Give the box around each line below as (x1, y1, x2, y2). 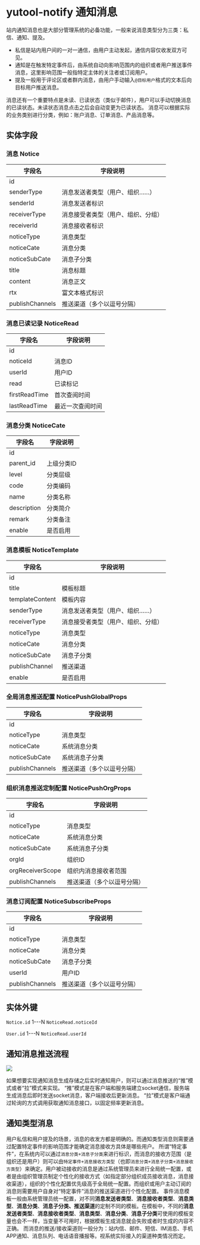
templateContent (9, 594, 57, 603)
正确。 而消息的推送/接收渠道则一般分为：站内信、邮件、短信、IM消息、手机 (6, 1225, 193, 1232)
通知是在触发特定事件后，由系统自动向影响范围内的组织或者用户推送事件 (14, 61, 192, 69)
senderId (9, 199, 35, 207)
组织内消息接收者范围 (67, 867, 127, 875)
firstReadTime (9, 390, 49, 398)
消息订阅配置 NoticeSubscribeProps (6, 897, 111, 906)
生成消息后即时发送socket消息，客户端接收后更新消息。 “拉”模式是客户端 (6, 1092, 186, 1099)
